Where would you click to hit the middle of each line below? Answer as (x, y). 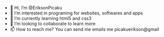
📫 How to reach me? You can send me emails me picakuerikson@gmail (85, 29)
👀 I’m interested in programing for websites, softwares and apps (76, 13)
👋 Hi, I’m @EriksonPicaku (36, 8)
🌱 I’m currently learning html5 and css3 (51, 18)
